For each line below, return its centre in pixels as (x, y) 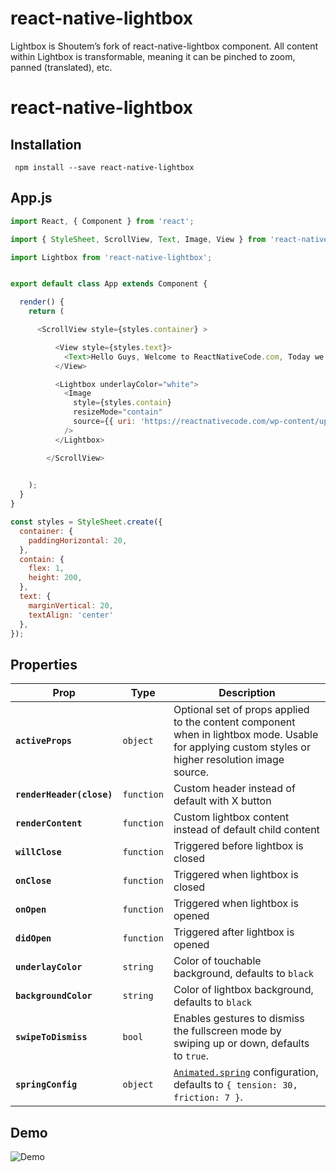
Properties (44, 664)
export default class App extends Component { (109, 284)
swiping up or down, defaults (241, 1044)
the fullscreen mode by (227, 1031)
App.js (31, 198)
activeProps (44, 741)
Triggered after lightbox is (234, 932)
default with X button (222, 801)
